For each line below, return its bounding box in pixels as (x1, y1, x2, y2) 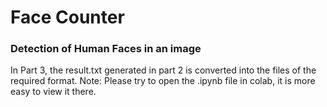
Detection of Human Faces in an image (10, 42, 202, 56)
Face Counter (10, 6, 125, 29)
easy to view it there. (10, 86, 97, 98)
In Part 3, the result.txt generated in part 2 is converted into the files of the (10, 64, 317, 76)
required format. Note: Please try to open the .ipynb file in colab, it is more (10, 75, 316, 87)
